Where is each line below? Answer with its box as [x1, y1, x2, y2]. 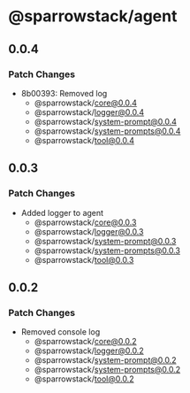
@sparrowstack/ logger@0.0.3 [34, 226, 144, 236]
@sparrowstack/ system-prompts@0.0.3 [34, 245, 180, 256]
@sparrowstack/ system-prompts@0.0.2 [34, 365, 181, 375]
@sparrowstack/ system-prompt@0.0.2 [34, 355, 177, 366]
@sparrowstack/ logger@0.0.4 [34, 106, 145, 117]
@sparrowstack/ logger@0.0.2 [34, 345, 144, 356]
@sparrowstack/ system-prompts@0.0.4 [34, 126, 181, 136]
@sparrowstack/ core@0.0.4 [34, 97, 138, 108]
